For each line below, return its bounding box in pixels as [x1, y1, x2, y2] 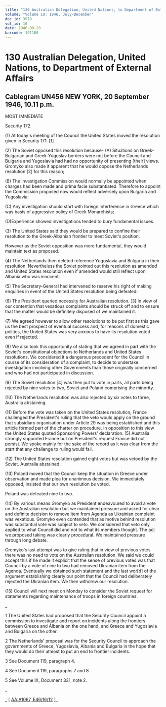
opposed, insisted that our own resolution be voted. [5, 481, 110, 487]
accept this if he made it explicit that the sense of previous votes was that [5, 557, 155, 563]
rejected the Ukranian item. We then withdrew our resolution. [5, 579, 129, 584]
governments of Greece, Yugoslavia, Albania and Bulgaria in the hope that [5, 643, 156, 649]
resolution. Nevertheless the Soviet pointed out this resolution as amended [5, 263, 157, 269]
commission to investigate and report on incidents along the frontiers [5, 618, 146, 624]
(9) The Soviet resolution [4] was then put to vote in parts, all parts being [5, 380, 154, 385]
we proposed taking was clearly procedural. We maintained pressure [5, 532, 146, 538]
